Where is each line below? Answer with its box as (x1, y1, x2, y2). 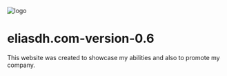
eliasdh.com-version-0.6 (7, 31, 155, 46)
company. (7, 61, 36, 69)
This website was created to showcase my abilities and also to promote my (7, 53, 220, 61)
